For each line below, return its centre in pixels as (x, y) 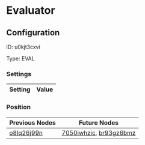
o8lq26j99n (26, 132)
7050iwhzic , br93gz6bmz (99, 132)
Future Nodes (99, 122)
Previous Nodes (32, 122)
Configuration (33, 33)
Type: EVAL (20, 58)
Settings (19, 74)
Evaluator (31, 10)
